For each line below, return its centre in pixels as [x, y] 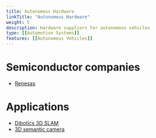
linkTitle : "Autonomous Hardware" [48, 17]
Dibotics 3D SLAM [37, 123]
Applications [38, 107]
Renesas [25, 83]
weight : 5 [18, 22]
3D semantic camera [39, 129]
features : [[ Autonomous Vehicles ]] [49, 38]
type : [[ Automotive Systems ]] [43, 33]
